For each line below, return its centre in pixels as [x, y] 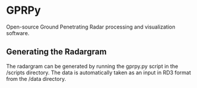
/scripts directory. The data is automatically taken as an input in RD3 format [99, 73]
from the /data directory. [36, 78]
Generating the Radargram [57, 52]
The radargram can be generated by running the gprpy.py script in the [92, 66]
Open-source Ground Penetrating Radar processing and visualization [91, 27]
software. [18, 33]
